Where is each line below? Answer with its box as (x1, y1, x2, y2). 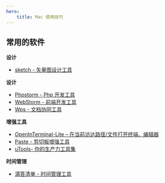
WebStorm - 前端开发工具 (14, 99, 77, 106)
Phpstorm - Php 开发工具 (14, 91, 75, 99)
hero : (6, 8, 19, 15)
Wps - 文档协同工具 (14, 106, 62, 113)
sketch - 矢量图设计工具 (14, 66, 72, 73)
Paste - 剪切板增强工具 (14, 138, 70, 145)
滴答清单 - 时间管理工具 (14, 171, 72, 178)
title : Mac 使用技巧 (16, 14, 63, 20)
